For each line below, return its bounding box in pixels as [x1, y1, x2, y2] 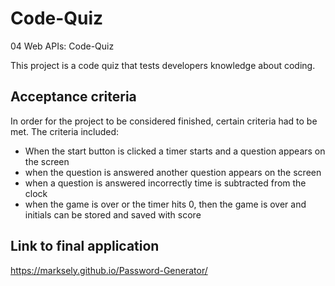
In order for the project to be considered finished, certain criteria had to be [10, 115, 318, 127]
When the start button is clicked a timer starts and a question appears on [24, 145, 326, 157]
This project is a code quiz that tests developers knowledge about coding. [10, 59, 316, 71]
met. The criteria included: [10, 125, 120, 137]
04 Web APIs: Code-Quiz [10, 40, 115, 52]
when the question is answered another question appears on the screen [24, 166, 322, 178]
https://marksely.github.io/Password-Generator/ [10, 264, 208, 276]
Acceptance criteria [10, 88, 137, 106]
